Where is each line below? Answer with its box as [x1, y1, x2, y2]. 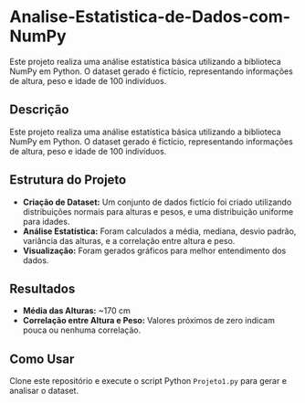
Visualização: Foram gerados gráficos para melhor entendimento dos [22, 245, 287, 256]
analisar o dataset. [9, 386, 79, 397]
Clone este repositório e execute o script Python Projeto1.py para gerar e [9, 376, 288, 387]
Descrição [9, 102, 69, 118]
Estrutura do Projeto [9, 172, 127, 188]
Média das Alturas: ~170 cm [22, 305, 131, 316]
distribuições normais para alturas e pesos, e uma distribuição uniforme [22, 206, 294, 217]
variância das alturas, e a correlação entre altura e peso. [22, 235, 236, 246]
